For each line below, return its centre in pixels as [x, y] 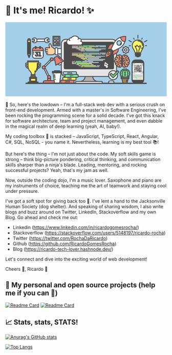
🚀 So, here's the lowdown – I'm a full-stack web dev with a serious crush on [85, 104]
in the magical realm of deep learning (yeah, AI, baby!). [63, 126]
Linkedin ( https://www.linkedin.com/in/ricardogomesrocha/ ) [76, 227]
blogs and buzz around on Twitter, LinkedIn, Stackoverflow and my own [81, 212]
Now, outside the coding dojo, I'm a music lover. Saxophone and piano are [83, 180]
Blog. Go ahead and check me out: [42, 217]
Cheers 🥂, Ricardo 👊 [27, 269]
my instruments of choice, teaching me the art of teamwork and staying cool [86, 185]
